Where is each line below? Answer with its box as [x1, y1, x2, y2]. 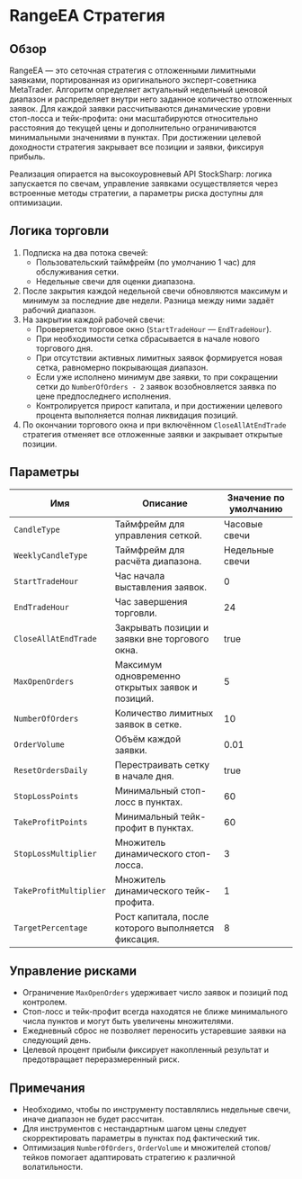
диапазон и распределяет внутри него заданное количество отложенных [9, 94, 293, 104]
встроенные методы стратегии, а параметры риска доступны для [9, 188, 263, 198]
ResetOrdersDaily [13, 765, 88, 775]
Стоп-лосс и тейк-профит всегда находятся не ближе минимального [22, 1006, 289, 1017]
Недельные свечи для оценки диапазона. [35, 275, 196, 286]
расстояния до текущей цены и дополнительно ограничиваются [9, 122, 257, 133]
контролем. [22, 996, 67, 1008]
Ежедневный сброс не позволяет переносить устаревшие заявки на [22, 1025, 287, 1036]
